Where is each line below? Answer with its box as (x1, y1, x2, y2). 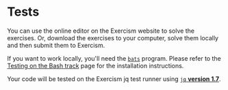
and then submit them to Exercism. (7, 41, 105, 49)
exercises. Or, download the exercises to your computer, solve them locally (7, 33, 219, 42)
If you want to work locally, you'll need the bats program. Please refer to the (7, 54, 221, 62)
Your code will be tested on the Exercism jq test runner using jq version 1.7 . (7, 74, 221, 82)
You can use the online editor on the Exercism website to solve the (7, 27, 195, 35)
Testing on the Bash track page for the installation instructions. (7, 61, 184, 70)
